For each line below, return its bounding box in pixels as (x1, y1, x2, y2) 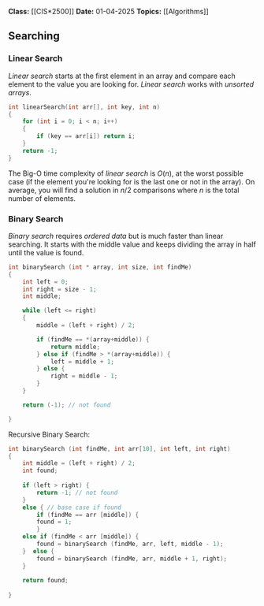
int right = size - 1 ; (22, 285, 97, 293)
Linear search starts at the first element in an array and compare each (8, 71, 236, 80)
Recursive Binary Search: (8, 429, 91, 439)
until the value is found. (8, 247, 84, 257)
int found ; (22, 467, 58, 475)
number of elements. (8, 193, 76, 203)
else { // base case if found (22, 504, 122, 511)
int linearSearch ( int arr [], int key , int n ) (8, 102, 160, 111)
